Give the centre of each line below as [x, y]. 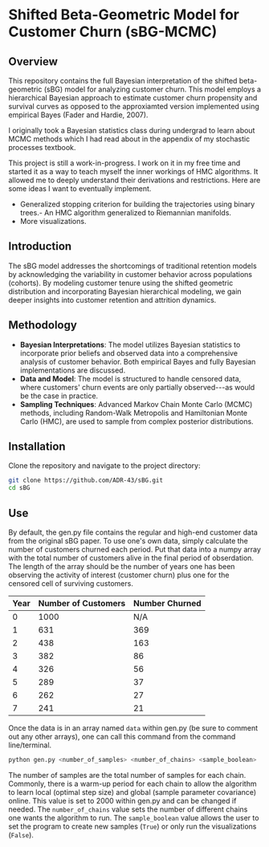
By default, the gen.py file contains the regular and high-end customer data [133, 532]
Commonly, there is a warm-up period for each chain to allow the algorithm [132, 784]
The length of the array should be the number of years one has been [122, 566]
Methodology [43, 326]
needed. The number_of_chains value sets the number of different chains [128, 809]
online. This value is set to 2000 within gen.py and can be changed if [122, 800]
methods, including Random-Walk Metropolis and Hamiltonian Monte [134, 413]
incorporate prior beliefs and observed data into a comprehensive [129, 353]
